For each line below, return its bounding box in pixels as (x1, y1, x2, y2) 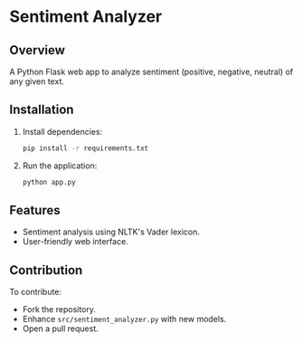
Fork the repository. (22, 304, 97, 315)
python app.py (22, 177, 76, 186)
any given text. (9, 76, 65, 87)
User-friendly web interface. (22, 236, 128, 247)
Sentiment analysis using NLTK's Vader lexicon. (22, 226, 201, 237)
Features (9, 202, 61, 218)
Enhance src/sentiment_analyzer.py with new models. (22, 314, 227, 325)
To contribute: (9, 287, 61, 298)
